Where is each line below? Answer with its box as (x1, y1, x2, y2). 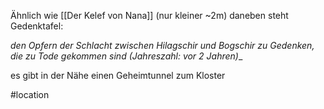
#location (10, 89, 50, 100)
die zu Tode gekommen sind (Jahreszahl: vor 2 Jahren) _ (10, 50, 243, 62)
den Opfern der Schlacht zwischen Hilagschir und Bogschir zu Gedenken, (10, 40, 315, 51)
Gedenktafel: (10, 20, 64, 32)
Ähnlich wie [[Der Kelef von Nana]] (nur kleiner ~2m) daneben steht (10, 10, 289, 21)
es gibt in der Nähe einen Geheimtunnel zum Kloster (10, 70, 226, 81)
